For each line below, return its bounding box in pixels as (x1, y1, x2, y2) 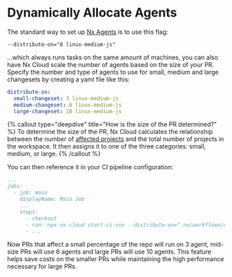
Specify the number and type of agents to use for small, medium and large (7, 68, 219, 76)
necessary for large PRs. (7, 262, 77, 271)
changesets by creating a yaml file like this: (7, 75, 130, 84)
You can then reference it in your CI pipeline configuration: (7, 163, 174, 171)
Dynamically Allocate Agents (7, 5, 177, 21)
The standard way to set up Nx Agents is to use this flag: (7, 28, 168, 36)
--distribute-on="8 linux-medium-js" (7, 41, 116, 48)
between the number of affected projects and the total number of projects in (7, 135, 224, 143)
